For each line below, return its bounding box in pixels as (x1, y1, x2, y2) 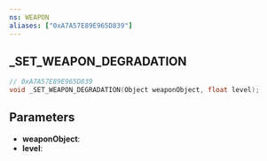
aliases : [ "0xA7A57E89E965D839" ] (9, 21, 133, 30)
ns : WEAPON (9, 12, 50, 22)
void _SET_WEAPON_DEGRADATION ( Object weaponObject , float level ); (9, 86, 260, 95)
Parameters (9, 110, 75, 125)
